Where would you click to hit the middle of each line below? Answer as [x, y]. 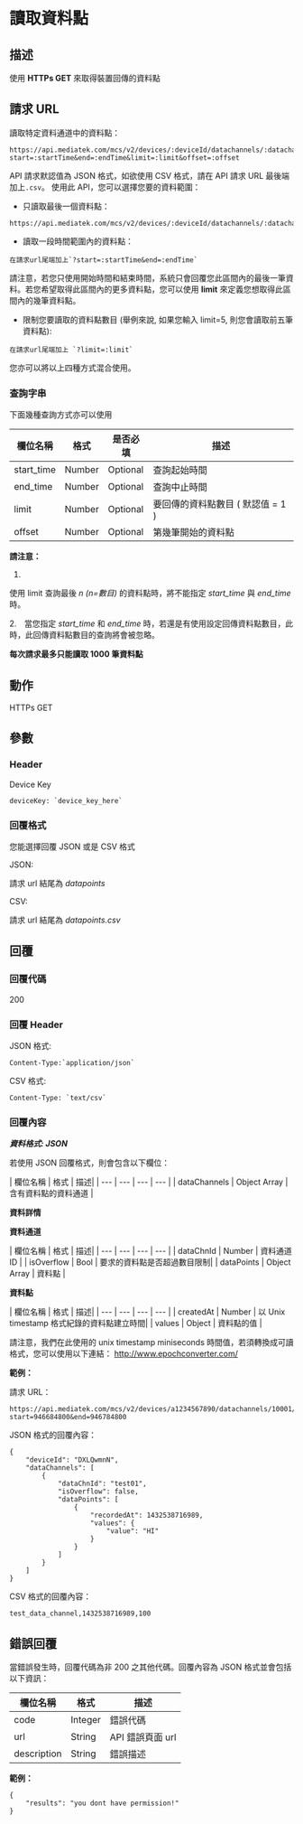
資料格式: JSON [38, 1144]
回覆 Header [36, 1024]
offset [26, 532]
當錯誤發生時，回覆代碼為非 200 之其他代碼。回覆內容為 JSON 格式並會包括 [151, 1667]
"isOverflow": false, [98, 1492]
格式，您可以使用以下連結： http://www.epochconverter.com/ [124, 1354]
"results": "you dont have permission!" [102, 1803]
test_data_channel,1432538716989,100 [80, 1614]
